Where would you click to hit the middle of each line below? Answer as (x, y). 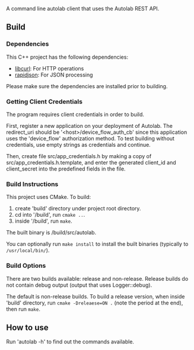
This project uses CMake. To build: (49, 197)
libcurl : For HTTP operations (49, 68)
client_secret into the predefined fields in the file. (66, 169)
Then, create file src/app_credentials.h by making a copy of (79, 156)
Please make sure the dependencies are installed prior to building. (87, 86)
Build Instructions (32, 184)
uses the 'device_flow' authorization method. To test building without (90, 138)
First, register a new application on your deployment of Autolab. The (90, 126)
